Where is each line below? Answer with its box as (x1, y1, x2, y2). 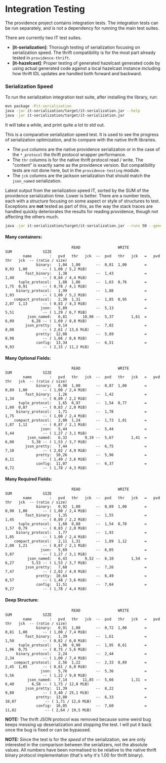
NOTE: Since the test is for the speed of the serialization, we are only (5, 736, 146, 742)
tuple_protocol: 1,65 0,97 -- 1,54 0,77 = (18, 401, 147, 406)
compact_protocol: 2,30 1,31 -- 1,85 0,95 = (14, 297, 147, 302)
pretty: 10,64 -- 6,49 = (36, 573, 147, 578)
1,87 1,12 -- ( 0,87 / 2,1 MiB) (5, 422, 87, 428)
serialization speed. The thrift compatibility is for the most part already (12, 49, 156, 55)
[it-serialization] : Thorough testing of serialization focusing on (12, 44, 140, 50)
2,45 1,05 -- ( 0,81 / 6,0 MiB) (5, 664, 87, 669)
